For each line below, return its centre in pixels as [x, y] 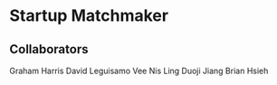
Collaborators [49, 49]
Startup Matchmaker [89, 16]
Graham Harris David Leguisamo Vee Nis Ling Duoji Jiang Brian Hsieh [139, 71]
